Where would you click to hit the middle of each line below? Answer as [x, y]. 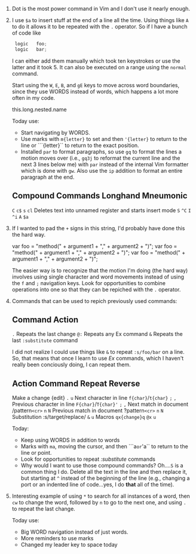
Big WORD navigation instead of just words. [74, 532]
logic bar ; [31, 49]
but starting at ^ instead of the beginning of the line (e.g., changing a [105, 478]
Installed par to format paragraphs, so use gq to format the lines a [101, 151]
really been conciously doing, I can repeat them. [71, 365]
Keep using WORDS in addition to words [70, 440]
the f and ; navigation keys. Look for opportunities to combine [89, 283]
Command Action [45, 319]
